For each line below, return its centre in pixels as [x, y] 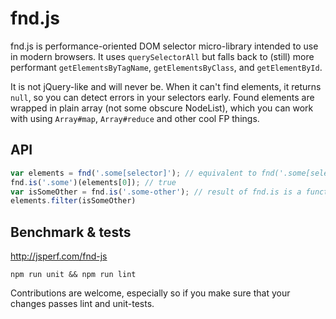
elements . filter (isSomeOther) [73, 201]
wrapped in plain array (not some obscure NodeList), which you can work [162, 108]
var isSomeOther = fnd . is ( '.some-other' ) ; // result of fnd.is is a [156, 192]
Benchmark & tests [71, 232]
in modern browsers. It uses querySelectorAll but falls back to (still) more [162, 56]
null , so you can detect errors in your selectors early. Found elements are [162, 97]
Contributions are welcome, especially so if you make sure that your [150, 293]
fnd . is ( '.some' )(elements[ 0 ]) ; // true [93, 182]
